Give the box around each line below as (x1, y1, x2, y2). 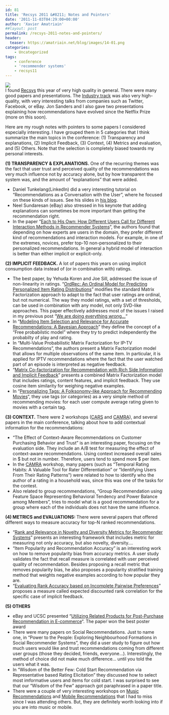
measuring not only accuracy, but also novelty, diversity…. (12, 540, 133, 545)
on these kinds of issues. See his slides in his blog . (12, 197, 118, 203)
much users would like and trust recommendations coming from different (12, 645, 164, 651)
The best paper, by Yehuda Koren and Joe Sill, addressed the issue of (12, 276, 157, 282)
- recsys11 (14, 69, 37, 74)
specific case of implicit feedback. (12, 593, 84, 599)
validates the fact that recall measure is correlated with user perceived (12, 556, 159, 562)
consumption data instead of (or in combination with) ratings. (5, 266, 132, 271)
